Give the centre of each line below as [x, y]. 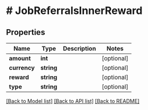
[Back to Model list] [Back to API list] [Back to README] [73, 101]
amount [20, 58]
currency [22, 68]
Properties [26, 32]
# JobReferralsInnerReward [74, 11]
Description [80, 49]
